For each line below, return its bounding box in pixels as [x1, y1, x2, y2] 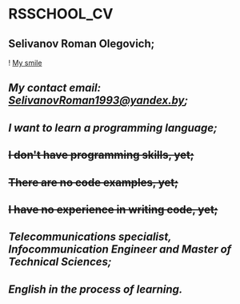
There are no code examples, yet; [8, 176, 178, 189]
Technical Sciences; [8, 255, 112, 269]
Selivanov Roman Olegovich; [8, 37, 155, 51]
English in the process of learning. [8, 282, 183, 296]
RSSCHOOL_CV [8, 5, 114, 23]
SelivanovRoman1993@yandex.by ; [8, 94, 189, 107]
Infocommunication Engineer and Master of [8, 242, 232, 257]
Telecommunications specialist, [8, 230, 172, 244]
